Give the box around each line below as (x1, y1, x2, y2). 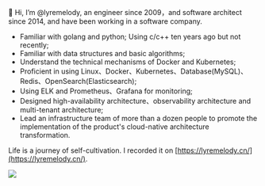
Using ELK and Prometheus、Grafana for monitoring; (19, 86, 193, 96)
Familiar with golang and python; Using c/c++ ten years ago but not (19, 32, 241, 41)
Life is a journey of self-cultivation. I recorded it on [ (8, 146, 179, 155)
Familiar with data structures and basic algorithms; (19, 49, 186, 58)
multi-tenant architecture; (19, 105, 104, 114)
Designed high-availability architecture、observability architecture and (19, 97, 252, 105)
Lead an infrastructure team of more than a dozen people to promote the (19, 114, 258, 123)
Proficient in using (19, 66, 79, 76)
